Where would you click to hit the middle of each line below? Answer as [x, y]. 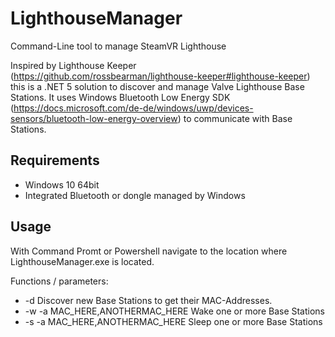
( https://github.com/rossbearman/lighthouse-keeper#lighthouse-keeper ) [160, 76]
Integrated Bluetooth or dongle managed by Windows [135, 195]
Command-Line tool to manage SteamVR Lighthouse [118, 46]
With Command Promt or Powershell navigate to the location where [149, 251]
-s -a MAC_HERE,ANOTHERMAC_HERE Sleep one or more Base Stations [173, 321]
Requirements [55, 160]
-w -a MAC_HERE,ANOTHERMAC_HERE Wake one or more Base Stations [175, 311]
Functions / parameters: [59, 281]
